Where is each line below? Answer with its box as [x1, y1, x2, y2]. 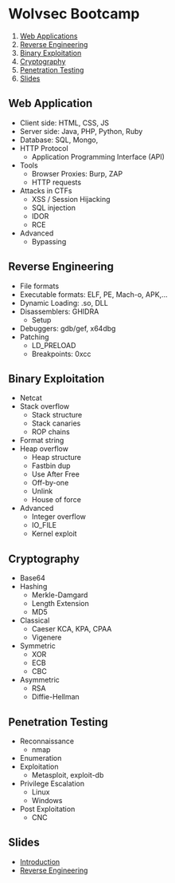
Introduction [19, 857, 60, 866]
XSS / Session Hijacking [31, 194, 111, 204]
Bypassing [31, 236, 67, 246]
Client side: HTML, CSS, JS [19, 117, 110, 128]
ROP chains [31, 427, 70, 437]
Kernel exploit [31, 529, 77, 539]
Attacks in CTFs [19, 185, 72, 196]
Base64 [19, 573, 46, 583]
